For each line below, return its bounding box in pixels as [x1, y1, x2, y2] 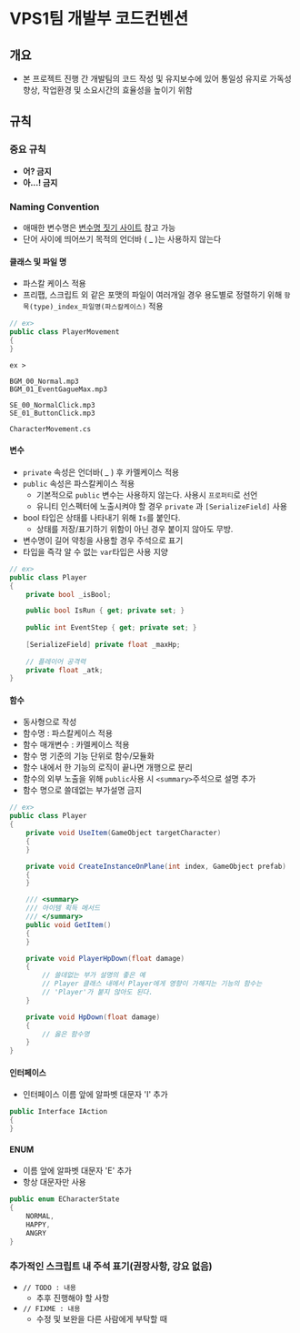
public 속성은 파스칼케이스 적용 [22, 478, 135, 489]
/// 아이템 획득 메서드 [25, 904, 101, 913]
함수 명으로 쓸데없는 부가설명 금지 [22, 784, 143, 796]
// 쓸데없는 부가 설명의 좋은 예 [42, 971, 145, 980]
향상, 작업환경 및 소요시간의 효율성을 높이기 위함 [22, 85, 193, 96]
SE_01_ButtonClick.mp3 [9, 409, 95, 418]
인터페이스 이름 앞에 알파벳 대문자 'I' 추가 [22, 1089, 168, 1100]
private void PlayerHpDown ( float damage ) [25, 954, 185, 963]
